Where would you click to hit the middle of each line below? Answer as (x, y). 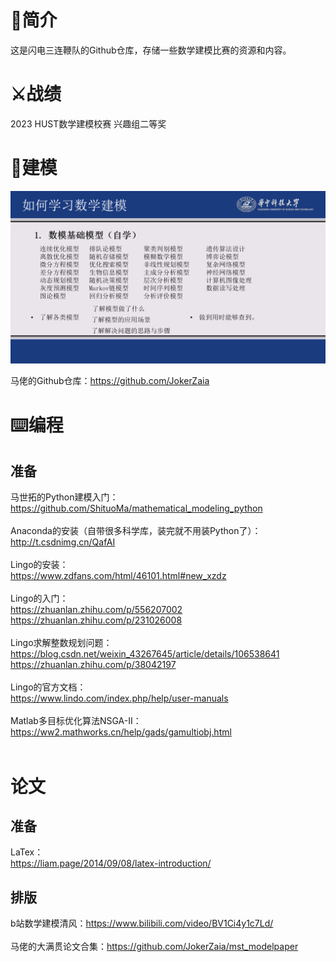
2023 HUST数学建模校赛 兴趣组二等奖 (88, 123)
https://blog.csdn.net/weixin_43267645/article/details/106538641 (145, 654)
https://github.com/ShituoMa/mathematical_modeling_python (136, 508)
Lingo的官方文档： (48, 687)
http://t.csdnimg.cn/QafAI (63, 542)
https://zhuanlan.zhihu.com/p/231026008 (96, 620)
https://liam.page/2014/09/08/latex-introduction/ (111, 863)
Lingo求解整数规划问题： (61, 643)
